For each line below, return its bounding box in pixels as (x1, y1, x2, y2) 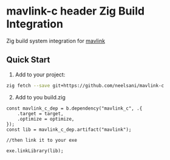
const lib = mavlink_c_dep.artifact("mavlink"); (6, 126, 132, 133)
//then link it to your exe (6, 137, 78, 143)
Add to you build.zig (15, 93, 66, 101)
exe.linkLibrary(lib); (6, 147, 64, 154)
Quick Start (6, 55, 50, 65)
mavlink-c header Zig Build (6, 4, 144, 18)
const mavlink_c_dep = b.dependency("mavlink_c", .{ (6, 105, 143, 112)
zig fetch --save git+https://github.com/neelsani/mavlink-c (6, 82, 165, 88)
